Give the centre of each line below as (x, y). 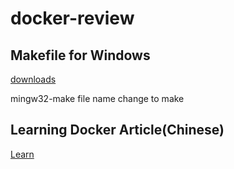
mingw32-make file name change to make (97, 98)
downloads (33, 79)
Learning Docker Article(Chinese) (117, 130)
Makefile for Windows (80, 55)
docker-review (72, 18)
